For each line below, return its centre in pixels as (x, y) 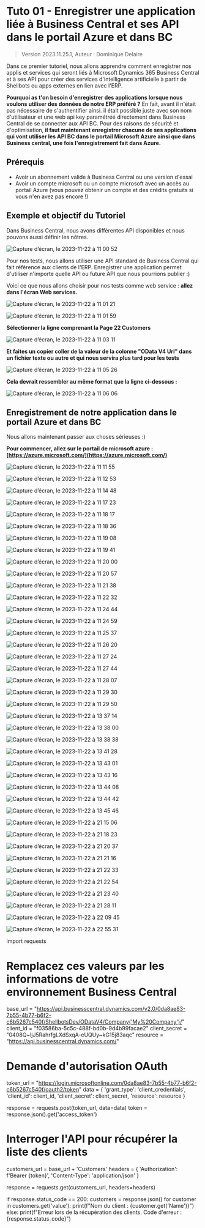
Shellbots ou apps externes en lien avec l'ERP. (65, 85)
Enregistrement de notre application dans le (92, 412)
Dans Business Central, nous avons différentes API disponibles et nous (95, 230)
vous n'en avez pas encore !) (52, 196)
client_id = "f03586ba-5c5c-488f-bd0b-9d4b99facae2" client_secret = (97, 1029)
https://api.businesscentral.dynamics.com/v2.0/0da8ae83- (111, 1009)
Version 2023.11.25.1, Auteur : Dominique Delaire (82, 54)
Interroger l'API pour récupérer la (92, 1139)
